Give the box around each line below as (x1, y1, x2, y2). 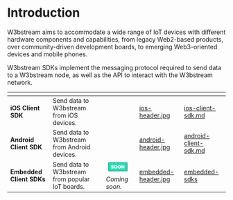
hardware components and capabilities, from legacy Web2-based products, (7, 35, 224, 43)
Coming (105, 175, 128, 183)
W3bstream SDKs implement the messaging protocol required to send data (7, 63, 222, 72)
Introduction (7, 5, 80, 21)
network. (7, 78, 33, 86)
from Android (52, 142, 91, 151)
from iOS (52, 111, 78, 119)
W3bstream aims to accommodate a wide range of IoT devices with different (7, 28, 226, 36)
